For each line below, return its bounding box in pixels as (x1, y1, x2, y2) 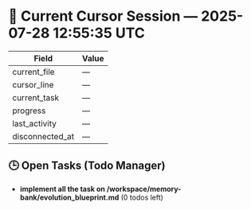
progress (12, 105, 46, 116)
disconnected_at (12, 130, 74, 142)
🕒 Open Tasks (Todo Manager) (8, 159, 166, 173)
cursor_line (12, 79, 54, 90)
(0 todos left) (120, 192, 163, 202)
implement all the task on (19, 184, 106, 193)
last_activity (12, 118, 57, 129)
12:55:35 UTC (53, 24, 145, 42)
